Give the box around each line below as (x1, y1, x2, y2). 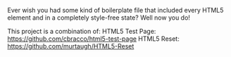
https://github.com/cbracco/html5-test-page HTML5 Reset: (7, 34, 180, 43)
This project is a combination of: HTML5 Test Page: (7, 27, 156, 35)
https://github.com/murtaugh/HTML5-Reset (7, 42, 135, 50)
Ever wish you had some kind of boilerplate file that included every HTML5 (7, 6, 224, 14)
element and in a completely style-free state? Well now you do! (7, 13, 190, 22)
